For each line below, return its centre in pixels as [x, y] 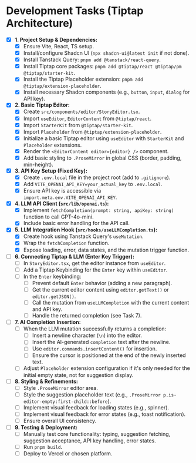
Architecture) [40, 23]
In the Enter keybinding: [52, 276]
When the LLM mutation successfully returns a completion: [95, 329]
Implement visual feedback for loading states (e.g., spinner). [96, 407]
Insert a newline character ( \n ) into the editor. [87, 335]
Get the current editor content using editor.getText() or [100, 289]
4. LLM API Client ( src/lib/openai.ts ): [62, 204]
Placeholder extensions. [53, 145]
